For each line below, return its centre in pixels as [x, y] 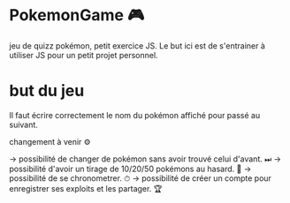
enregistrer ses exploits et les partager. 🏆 [86, 188]
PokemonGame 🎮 [77, 15]
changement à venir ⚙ [50, 141]
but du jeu [47, 91]
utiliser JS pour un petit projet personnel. [84, 55]
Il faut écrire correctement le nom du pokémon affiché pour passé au [135, 115]
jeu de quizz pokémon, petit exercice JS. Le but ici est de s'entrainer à [137, 45]
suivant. [23, 124]
